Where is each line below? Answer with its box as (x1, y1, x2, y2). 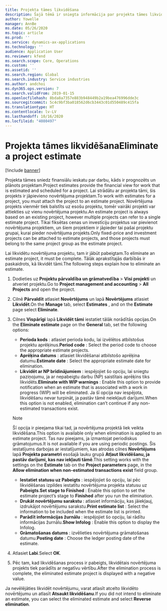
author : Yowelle (5, 16, 39, 21)
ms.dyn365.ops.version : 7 (5, 86, 59, 91)
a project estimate (5, 151, 82, 162)
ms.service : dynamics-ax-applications (5, 40, 85, 45)
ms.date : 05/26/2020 (5, 26, 48, 31)
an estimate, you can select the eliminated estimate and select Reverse (5, 596, 152, 602)
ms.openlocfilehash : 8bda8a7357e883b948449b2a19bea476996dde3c (5, 95, 139, 100)
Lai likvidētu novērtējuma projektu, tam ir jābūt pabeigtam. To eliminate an (5, 250, 155, 256)
